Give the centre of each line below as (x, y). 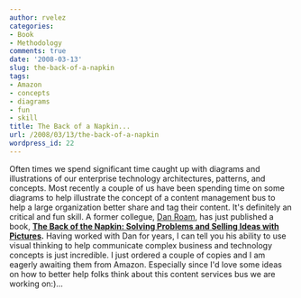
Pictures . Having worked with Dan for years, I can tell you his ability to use (148, 236)
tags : (19, 77)
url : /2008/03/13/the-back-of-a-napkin (84, 135)
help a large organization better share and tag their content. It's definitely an (151, 207)
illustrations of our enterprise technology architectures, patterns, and (137, 178)
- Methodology (36, 43)
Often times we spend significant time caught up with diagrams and (135, 168)
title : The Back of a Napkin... (70, 127)
